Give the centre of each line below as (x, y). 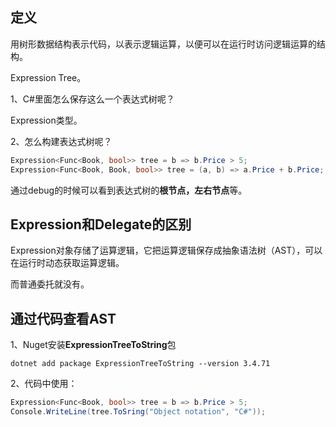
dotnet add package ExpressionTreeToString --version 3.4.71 (140, 364)
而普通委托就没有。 (50, 284)
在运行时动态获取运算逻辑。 (67, 263)
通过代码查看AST (63, 318)
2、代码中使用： (44, 384)
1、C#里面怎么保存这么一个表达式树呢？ (92, 99)
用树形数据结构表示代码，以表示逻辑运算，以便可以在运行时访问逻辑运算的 (163, 44)
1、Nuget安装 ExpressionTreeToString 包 (93, 345)
